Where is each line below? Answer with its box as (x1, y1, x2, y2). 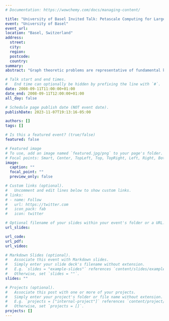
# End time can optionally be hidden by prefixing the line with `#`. (5, 82, 161, 87)
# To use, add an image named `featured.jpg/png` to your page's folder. (5, 150, 163, 156)
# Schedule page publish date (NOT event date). (5, 105, 109, 110)
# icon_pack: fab (5, 207, 46, 212)
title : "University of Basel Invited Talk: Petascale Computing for (5, 16, 152, 22)
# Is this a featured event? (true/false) (5, 132, 96, 137)
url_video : (5, 244, 28, 249)
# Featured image (5, 146, 42, 151)
